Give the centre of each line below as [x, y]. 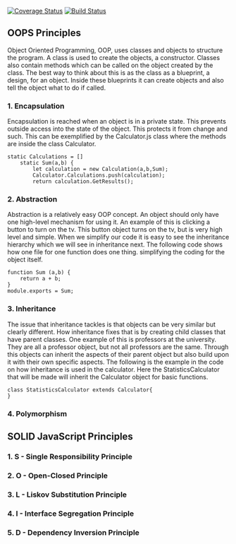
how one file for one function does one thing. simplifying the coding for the [116, 252]
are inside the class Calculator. [52, 144]
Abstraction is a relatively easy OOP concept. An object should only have [113, 215]
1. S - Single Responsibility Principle [70, 456]
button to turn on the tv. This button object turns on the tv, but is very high [115, 230]
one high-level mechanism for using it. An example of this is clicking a [108, 222]
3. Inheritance [32, 309]
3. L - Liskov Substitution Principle [67, 495]
